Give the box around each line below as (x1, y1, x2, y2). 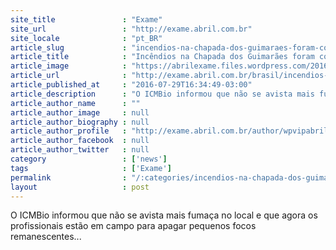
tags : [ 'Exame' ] (10, 163, 172, 173)
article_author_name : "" (10, 98, 141, 108)
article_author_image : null (10, 107, 150, 118)
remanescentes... (10, 231, 82, 243)
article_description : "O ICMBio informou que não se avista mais (10, 89, 315, 99)
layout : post (10, 182, 150, 192)
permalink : (10, 172, 128, 183)
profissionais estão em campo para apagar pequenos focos (10, 220, 257, 232)
